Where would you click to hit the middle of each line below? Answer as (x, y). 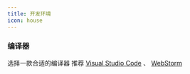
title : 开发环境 (29, 14)
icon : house (25, 20)
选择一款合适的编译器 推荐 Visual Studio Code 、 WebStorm (95, 63)
